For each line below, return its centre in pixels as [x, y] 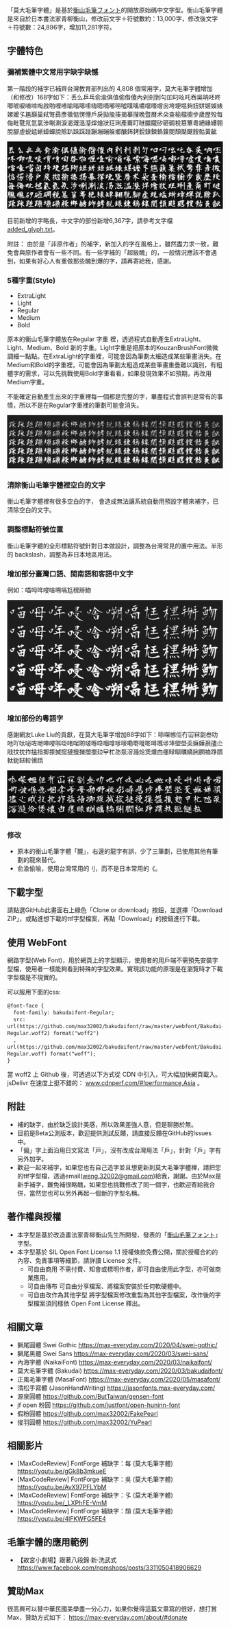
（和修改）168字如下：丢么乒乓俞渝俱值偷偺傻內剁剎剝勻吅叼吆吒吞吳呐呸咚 [114, 97]
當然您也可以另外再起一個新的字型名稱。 [86, 1193]
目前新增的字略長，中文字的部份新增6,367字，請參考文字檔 [90, 220]
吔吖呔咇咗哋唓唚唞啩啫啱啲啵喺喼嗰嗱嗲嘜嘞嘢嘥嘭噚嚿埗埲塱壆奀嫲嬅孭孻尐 [115, 743]
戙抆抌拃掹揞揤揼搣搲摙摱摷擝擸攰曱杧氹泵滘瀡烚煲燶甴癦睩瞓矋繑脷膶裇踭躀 [115, 752]
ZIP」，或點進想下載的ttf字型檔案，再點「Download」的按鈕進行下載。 [105, 919]
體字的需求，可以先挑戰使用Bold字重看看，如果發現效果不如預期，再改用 [110, 373]
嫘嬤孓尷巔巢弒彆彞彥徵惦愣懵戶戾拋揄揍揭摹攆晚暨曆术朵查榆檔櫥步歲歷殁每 [115, 114]
